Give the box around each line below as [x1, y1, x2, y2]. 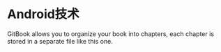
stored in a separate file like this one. [7, 37, 113, 45]
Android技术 [7, 6, 80, 22]
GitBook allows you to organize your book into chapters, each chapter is [7, 29, 215, 38]
